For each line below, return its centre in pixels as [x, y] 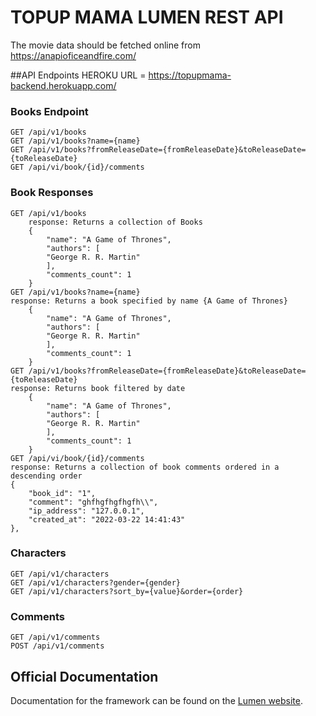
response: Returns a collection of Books [115, 222]
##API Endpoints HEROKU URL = [78, 75]
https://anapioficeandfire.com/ [73, 55]
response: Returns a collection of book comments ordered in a [145, 467]
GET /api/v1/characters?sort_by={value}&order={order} [127, 591]
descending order [46, 476]
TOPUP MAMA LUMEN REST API [147, 17]
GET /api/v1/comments [55, 637]
